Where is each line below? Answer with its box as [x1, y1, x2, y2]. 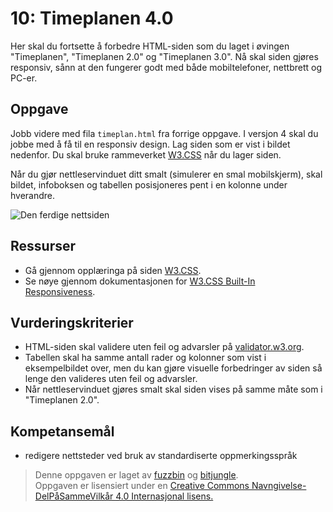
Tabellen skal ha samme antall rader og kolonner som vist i [24, 352, 267, 364]
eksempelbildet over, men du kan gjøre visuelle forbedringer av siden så [24, 362, 323, 374]
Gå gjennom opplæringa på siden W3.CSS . [24, 264, 202, 276]
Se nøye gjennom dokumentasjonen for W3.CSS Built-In [24, 275, 256, 287]
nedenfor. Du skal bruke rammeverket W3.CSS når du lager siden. [10, 148, 282, 161]
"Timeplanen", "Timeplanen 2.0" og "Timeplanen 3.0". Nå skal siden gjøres [10, 50, 319, 62]
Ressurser [10, 238, 77, 255]
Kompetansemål [10, 423, 115, 440]
